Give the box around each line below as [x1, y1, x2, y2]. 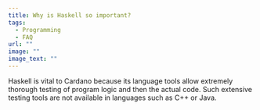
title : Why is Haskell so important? [8, 11, 132, 20]
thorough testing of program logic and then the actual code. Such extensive [8, 84, 253, 94]
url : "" [8, 41, 34, 48]
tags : [8, 19, 26, 27]
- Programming [15, 26, 61, 34]
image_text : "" [8, 55, 58, 63]
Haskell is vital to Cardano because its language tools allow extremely [8, 76, 233, 86]
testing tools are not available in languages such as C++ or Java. [8, 93, 217, 102]
